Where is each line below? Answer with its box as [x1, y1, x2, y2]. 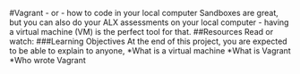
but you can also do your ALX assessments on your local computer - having [9, 17, 289, 28]
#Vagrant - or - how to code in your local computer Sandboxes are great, [9, 8, 279, 18]
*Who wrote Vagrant [9, 55, 87, 65]
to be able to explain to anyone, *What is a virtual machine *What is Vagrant [9, 45, 291, 56]
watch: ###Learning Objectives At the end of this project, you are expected [9, 36, 288, 46]
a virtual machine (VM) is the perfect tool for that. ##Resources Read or [9, 27, 274, 37]
